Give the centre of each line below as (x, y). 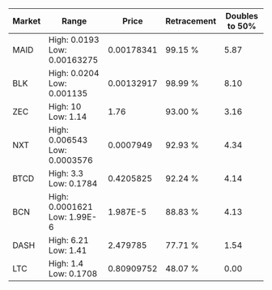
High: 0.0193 (74, 40)
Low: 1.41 (68, 250)
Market (27, 21)
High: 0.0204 (74, 73)
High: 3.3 (66, 173)
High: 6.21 (68, 240)
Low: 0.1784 (73, 183)
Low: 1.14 (68, 117)
